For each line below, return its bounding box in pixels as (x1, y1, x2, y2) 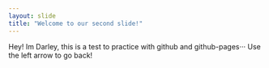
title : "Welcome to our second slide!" (8, 19, 143, 28)
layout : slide (8, 11, 57, 20)
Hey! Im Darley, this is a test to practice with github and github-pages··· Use (8, 41, 261, 51)
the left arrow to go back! (8, 50, 93, 60)
